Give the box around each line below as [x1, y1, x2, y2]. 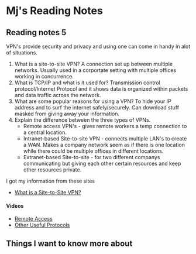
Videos [6, 202, 24, 209]
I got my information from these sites [6, 177, 95, 184]
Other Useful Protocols [14, 221, 70, 229]
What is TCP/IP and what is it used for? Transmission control [14, 79, 161, 86]
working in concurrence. [14, 73, 74, 80]
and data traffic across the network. [14, 92, 101, 98]
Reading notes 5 [6, 28, 67, 37]
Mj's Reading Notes [6, 4, 104, 18]
